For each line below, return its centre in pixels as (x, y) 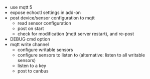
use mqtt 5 (21, 7)
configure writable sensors (45, 50)
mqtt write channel (29, 44)
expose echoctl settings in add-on (45, 12)
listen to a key (32, 65)
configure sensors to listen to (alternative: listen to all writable (81, 55)
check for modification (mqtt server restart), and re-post (76, 34)
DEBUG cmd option (30, 39)
